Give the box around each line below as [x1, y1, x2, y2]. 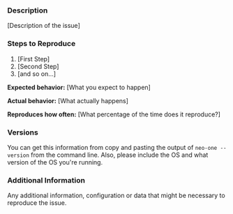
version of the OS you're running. [7, 158, 103, 166]
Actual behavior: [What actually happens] [7, 96, 129, 105]
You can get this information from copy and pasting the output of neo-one [7, 143, 218, 151]
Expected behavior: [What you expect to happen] [7, 83, 151, 91]
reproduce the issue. [7, 199, 67, 207]
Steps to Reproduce [7, 39, 76, 49]
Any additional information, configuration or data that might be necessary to [7, 191, 225, 200]
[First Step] [17, 54, 50, 63]
